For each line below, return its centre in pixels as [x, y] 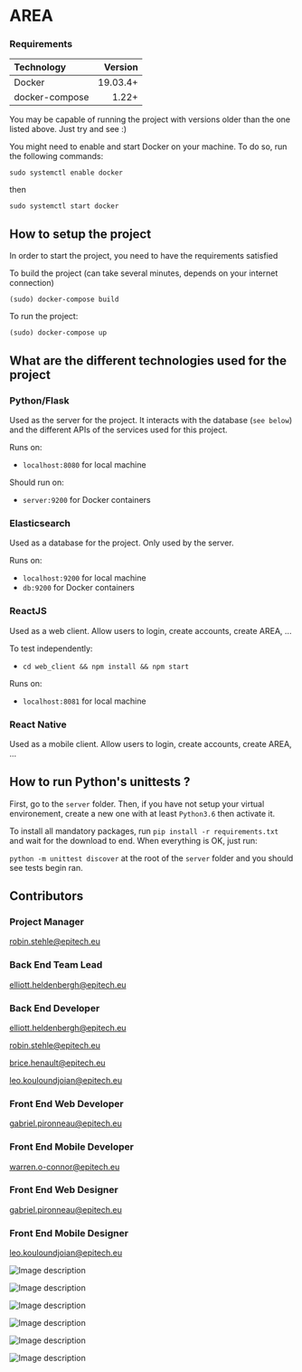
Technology [40, 67]
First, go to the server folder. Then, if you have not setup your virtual [137, 804]
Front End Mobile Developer [71, 1147]
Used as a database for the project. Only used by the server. [122, 543]
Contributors [47, 896]
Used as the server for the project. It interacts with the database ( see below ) [151, 420]
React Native [38, 724]
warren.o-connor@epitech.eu [65, 1167]
